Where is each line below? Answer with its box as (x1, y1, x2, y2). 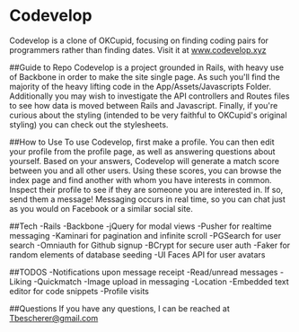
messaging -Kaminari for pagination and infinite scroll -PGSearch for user (9, 230, 282, 240)
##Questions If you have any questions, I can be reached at (9, 302, 231, 314)
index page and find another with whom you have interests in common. (9, 174, 272, 185)
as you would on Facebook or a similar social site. (9, 203, 193, 214)
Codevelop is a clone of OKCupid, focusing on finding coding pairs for (9, 35, 269, 46)
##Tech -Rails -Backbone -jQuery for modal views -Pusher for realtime (9, 221, 272, 232)
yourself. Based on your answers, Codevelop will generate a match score (9, 155, 280, 166)
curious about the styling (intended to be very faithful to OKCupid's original (9, 109, 287, 120)
